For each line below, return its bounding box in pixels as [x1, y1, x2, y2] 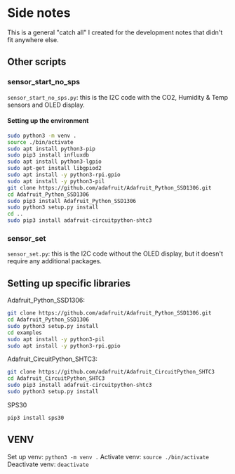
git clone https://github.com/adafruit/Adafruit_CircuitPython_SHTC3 [7, 369, 215, 376]
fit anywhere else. [7, 35, 60, 44]
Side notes [7, 5, 71, 21]
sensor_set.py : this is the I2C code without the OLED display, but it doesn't [7, 249, 223, 258]
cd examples [7, 329, 42, 336]
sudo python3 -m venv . [7, 132, 77, 139]
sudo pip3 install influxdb [7, 152, 90, 159]
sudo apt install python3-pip [7, 145, 96, 152]
